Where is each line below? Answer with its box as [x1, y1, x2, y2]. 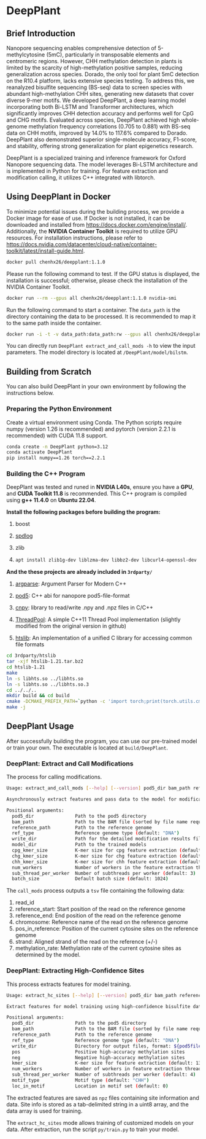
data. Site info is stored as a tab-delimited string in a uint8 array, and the [6, 1100, 189, 1108]
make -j [6, 704, 26, 710]
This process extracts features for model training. [6, 980, 132, 988]
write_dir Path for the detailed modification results [12, 836, 191, 842]
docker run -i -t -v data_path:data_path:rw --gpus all [6, 331, 152, 337]
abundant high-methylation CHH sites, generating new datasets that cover [6, 90, 194, 97]
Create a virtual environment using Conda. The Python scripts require [6, 418, 182, 426]
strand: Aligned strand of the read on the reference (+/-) [15, 938, 158, 945]
